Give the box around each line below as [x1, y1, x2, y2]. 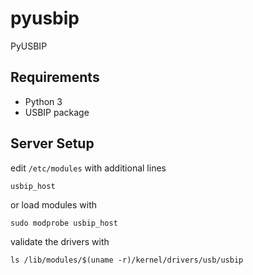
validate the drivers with [10, 235, 110, 247]
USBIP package [24, 106, 90, 118]
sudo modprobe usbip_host [10, 218, 118, 228]
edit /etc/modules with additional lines [10, 162, 167, 174]
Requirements [10, 69, 100, 86]
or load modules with [10, 198, 97, 211]
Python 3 [24, 95, 63, 107]
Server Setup [10, 135, 95, 152]
